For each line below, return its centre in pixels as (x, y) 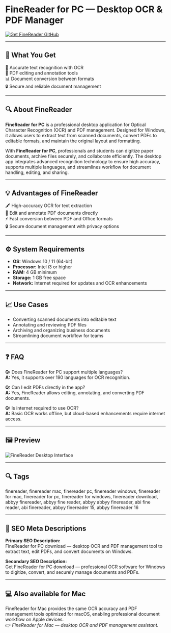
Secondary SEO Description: (36, 562)
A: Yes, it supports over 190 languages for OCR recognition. (68, 377)
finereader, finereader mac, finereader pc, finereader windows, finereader (83, 491)
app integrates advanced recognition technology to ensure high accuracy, (83, 161)
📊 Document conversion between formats (50, 79)
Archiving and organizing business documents (61, 330)
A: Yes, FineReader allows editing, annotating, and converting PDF (75, 393)
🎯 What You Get (31, 55)
